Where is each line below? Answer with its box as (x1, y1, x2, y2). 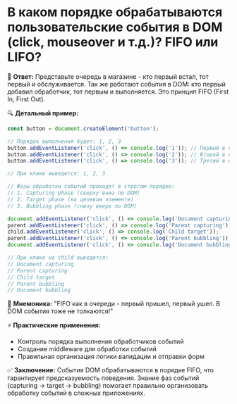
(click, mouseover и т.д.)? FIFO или (7, 34, 219, 50)
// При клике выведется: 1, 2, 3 (7, 170, 106, 177)
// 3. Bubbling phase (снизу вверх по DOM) (7, 202, 138, 210)
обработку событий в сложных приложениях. (7, 389, 146, 398)
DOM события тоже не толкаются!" (7, 307, 114, 315)
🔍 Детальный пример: (7, 108, 79, 117)
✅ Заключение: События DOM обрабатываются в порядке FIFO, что (7, 366, 214, 374)
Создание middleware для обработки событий (17, 345, 157, 353)
